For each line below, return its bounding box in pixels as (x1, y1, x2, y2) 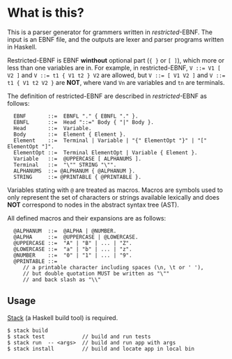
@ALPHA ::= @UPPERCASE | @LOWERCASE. (13, 233, 139, 241)
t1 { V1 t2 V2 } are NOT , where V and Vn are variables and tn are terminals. (7, 78, 225, 86)
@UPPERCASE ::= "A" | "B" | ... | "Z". (13, 239, 132, 246)
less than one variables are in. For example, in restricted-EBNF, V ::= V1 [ (7, 63, 221, 72)
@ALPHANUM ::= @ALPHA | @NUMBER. (13, 228, 117, 234)
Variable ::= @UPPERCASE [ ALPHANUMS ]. (13, 155, 141, 162)
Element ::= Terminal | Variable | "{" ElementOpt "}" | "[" (13, 137, 208, 144)
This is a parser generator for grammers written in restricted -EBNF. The (7, 28, 212, 36)
